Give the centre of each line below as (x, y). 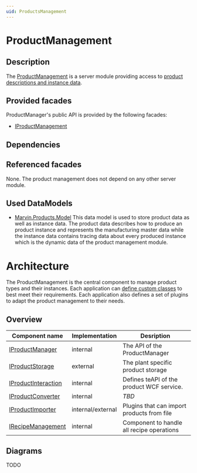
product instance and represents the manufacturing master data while (99, 230)
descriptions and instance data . (44, 82)
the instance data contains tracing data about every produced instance (100, 236)
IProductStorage (32, 366)
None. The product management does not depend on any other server (91, 179)
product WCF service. (152, 387)
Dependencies (33, 144)
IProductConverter (35, 396)
